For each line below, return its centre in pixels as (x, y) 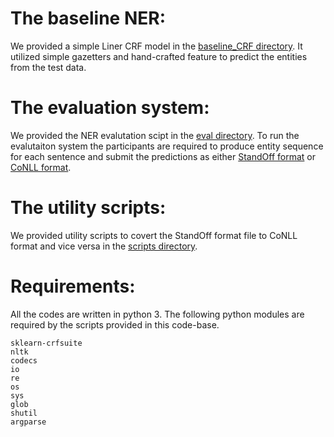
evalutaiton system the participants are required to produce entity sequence (167, 146)
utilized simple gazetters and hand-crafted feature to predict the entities (159, 56)
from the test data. (48, 67)
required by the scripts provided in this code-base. (115, 324)
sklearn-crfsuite (46, 343)
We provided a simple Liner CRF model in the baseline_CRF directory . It (156, 46)
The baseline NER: (88, 18)
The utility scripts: (88, 208)
